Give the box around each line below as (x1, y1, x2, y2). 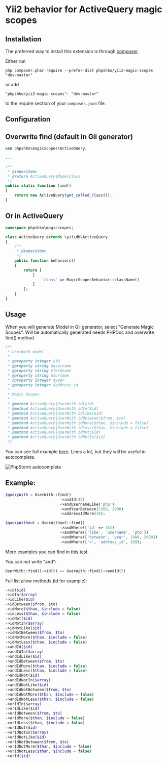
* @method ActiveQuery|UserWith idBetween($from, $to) (7, 415, 126, 421)
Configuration (5, 115, 51, 124)
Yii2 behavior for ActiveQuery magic (5, 4, 162, 15)
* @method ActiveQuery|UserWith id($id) (7, 402, 94, 407)
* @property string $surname (7, 373, 70, 378)
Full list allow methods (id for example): (5, 578, 87, 584)
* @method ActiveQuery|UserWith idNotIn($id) (7, 435, 106, 440)
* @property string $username (7, 363, 72, 368)
